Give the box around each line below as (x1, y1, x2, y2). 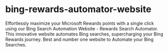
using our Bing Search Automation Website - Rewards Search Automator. (5, 25, 158, 31)
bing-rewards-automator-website (5, 4, 152, 15)
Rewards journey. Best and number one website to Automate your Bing (5, 36, 154, 42)
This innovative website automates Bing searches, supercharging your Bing (5, 31, 163, 37)
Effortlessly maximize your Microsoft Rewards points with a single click (5, 20, 154, 26)
